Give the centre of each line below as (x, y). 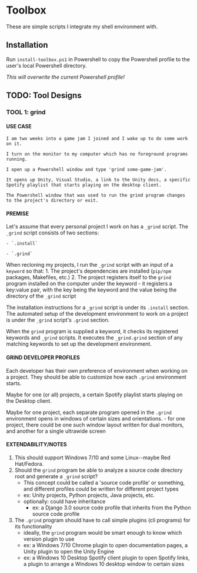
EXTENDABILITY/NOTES (36, 445)
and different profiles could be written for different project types (101, 489)
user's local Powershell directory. (46, 65)
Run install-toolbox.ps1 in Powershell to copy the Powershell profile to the (98, 59)
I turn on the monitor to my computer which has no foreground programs (97, 154)
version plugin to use (49, 539)
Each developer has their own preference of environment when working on (97, 370)
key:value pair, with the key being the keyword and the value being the (91, 290)
